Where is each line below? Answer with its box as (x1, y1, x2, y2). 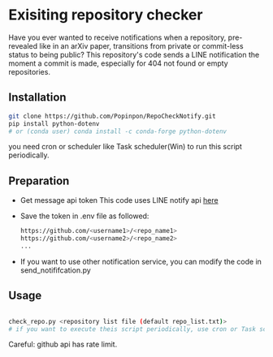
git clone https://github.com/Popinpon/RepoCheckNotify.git (8, 112, 217, 120)
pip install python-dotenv (8, 119, 100, 127)
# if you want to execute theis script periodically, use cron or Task (8, 325, 256, 333)
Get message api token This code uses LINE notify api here (19, 196, 219, 205)
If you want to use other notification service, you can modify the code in (19, 256, 262, 266)
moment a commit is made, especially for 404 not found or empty (8, 58, 229, 68)
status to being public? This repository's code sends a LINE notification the (8, 49, 260, 59)
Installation (8, 91, 67, 105)
